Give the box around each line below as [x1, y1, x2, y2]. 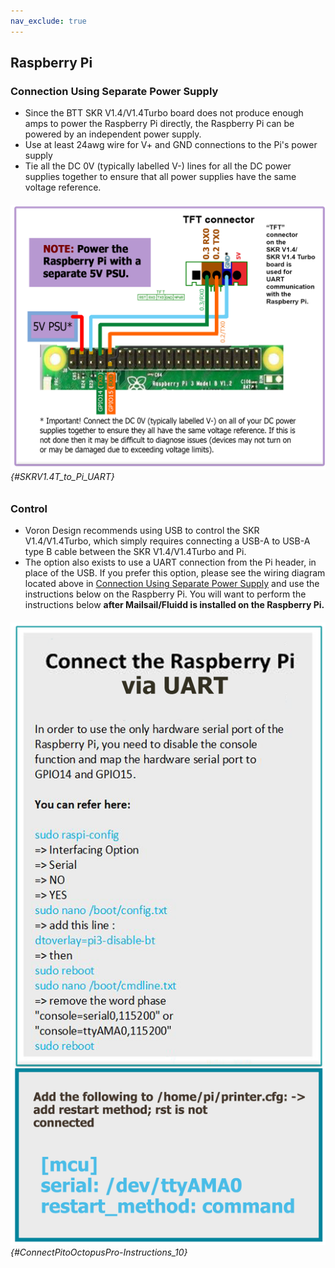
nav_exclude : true [10, 16, 87, 26]
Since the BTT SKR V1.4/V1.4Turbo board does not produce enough [24, 107, 304, 119]
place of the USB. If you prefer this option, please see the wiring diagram [24, 567, 326, 579]
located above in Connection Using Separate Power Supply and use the [24, 578, 320, 590]
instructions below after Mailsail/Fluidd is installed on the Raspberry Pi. [24, 599, 325, 611]
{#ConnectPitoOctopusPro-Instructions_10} [10, 1246, 188, 1259]
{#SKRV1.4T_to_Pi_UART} [10, 471, 115, 483]
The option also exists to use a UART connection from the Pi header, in [24, 556, 317, 569]
